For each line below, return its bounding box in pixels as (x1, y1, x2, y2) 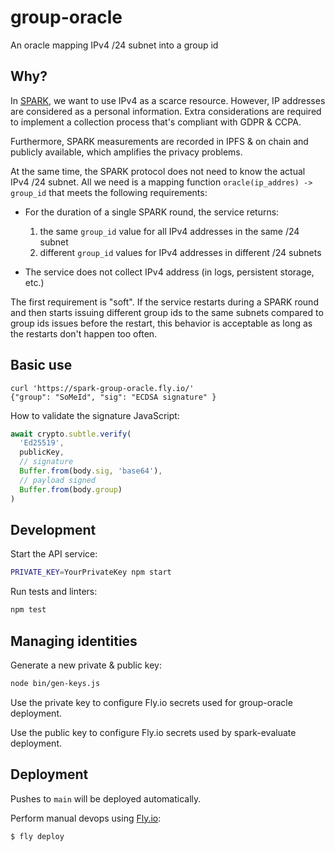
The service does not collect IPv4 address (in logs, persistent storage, (24, 266, 315, 278)
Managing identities (10, 632, 138, 650)
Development (10, 521, 97, 538)
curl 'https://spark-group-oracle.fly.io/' (10, 383, 195, 393)
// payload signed (19, 475, 97, 485)
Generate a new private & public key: (10, 659, 162, 671)
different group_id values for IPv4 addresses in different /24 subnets (39, 246, 322, 258)
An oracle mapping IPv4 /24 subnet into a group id (10, 39, 219, 51)
